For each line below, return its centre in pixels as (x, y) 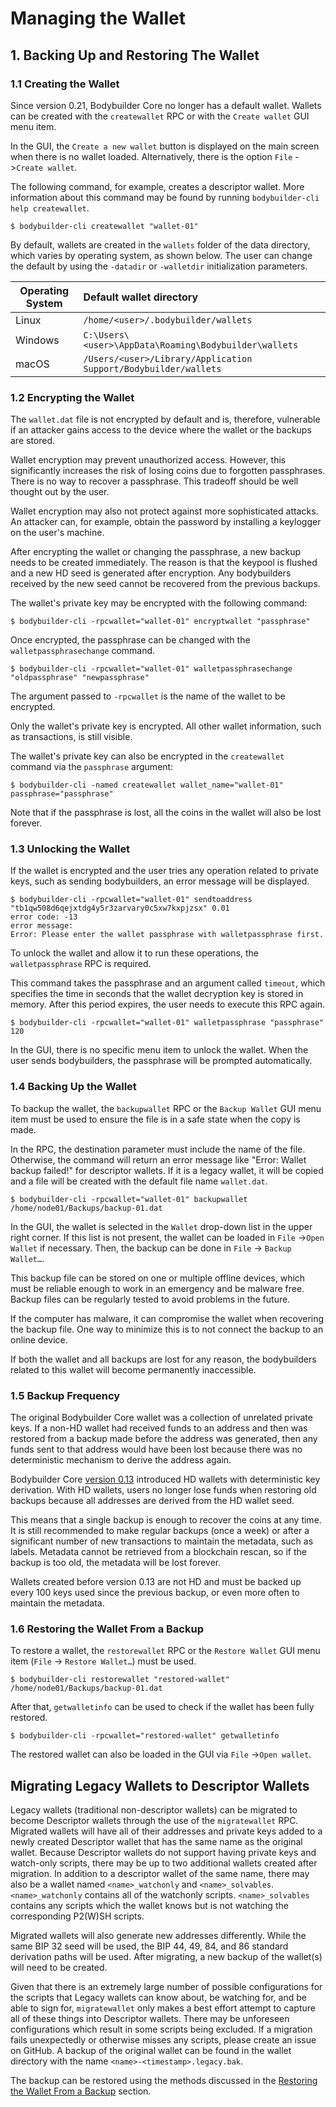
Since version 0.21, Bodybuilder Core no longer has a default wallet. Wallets (166, 105)
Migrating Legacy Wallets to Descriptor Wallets (160, 1785)
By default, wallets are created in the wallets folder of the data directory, (160, 244)
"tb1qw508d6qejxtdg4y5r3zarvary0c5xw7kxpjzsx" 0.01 (120, 908)
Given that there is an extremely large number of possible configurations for (166, 1987)
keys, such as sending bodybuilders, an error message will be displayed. (160, 881)
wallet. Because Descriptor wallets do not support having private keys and (163, 1853)
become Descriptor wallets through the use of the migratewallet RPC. (154, 1821)
